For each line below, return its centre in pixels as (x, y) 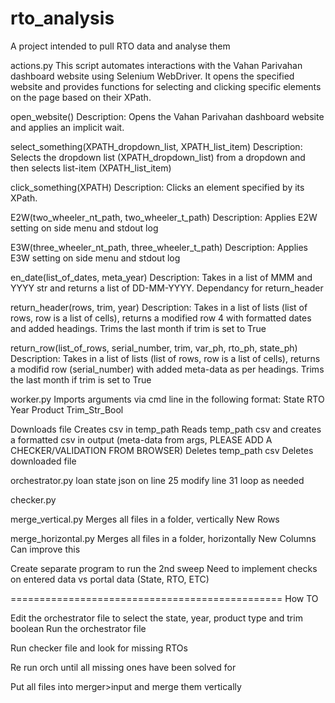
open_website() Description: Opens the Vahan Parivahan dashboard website (167, 116)
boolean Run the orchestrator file (78, 628)
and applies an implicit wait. (67, 127)
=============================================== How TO (164, 598)
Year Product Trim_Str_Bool (67, 409)
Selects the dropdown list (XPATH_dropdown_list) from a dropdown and (158, 157)
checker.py (33, 499)
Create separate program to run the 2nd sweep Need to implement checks (164, 568)
